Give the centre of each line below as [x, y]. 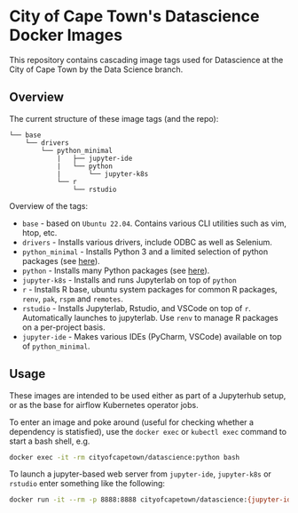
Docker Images [66, 35]
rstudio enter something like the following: [87, 484]
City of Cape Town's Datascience [134, 16]
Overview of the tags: [49, 205]
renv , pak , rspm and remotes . [73, 299]
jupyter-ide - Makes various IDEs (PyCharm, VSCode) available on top [152, 336]
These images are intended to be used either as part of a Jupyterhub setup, [148, 395]
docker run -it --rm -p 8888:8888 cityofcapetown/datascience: [129, 500]
